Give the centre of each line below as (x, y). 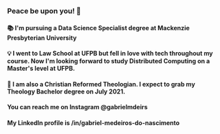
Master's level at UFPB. (41, 69)
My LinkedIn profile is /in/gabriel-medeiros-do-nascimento (93, 122)
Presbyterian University (42, 38)
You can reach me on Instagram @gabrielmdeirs (77, 107)
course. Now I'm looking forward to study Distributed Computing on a (109, 61)
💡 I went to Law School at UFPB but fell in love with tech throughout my (110, 54)
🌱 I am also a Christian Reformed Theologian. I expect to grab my (101, 84)
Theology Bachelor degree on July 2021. (66, 91)
